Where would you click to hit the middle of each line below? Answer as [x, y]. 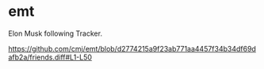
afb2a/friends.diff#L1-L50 [50, 57]
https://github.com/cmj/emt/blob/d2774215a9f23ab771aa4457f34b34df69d [132, 48]
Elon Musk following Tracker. [55, 33]
